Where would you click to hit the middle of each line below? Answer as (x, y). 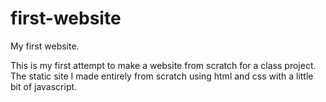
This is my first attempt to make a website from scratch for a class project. (163, 65)
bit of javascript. (44, 86)
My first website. (45, 46)
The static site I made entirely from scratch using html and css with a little (162, 76)
